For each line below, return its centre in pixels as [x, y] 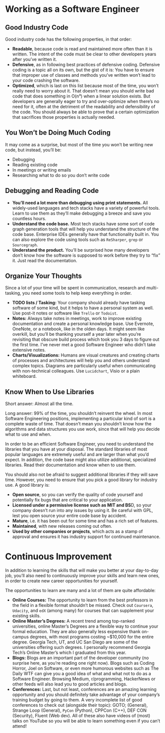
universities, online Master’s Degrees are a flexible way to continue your [85, 626]
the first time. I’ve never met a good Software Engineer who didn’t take [84, 345]
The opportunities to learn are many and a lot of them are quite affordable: [81, 591]
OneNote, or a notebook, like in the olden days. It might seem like [78, 329]
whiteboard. [24, 376]
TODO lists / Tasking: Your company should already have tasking [79, 303]
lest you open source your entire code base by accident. [69, 516]
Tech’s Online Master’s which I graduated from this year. [69, 653]
